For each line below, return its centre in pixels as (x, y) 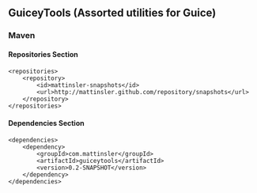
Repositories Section (43, 54)
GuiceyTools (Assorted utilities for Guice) (112, 13)
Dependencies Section (46, 123)
